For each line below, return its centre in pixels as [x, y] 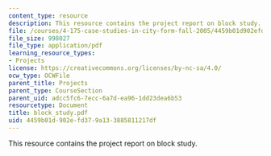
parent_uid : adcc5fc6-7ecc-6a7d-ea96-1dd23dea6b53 [95, 98]
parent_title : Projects [48, 83]
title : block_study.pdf [48, 113]
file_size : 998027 [39, 38]
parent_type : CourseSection [56, 90]
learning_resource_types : [52, 53]
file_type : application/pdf [56, 46]
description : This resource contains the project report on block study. [135, 23]
